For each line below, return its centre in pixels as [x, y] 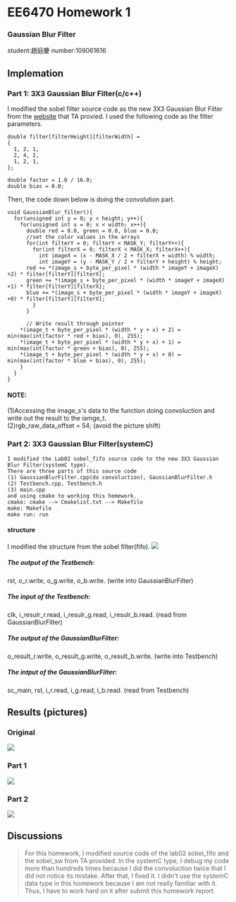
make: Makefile [30, 508]
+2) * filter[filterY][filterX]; [56, 274]
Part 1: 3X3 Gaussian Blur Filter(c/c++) [75, 93]
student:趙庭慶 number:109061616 [57, 51]
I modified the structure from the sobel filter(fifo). [79, 546]
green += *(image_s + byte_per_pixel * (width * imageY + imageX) [125, 281]
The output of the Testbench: [51, 563]
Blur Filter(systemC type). [49, 465]
